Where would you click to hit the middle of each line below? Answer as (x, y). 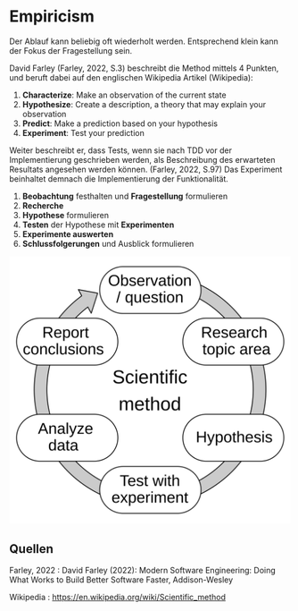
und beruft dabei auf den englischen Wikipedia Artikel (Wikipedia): (131, 77)
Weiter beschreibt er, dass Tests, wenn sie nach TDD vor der (120, 150)
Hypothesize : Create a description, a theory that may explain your (144, 104)
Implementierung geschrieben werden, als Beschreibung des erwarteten (142, 159)
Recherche (43, 205)
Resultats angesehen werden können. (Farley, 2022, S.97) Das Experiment (146, 169)
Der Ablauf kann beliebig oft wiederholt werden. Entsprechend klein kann (144, 41)
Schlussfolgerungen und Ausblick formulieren (108, 243)
